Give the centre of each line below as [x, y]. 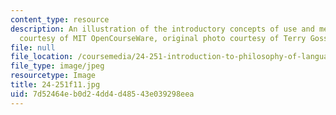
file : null [33, 47]
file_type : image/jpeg [57, 66]
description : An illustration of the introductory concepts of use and [162, 29]
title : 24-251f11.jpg [55, 85]
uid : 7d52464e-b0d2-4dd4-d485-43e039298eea [102, 94]
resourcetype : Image [53, 76]
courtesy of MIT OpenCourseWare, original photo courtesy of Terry [163, 38]
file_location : [42, 57]
